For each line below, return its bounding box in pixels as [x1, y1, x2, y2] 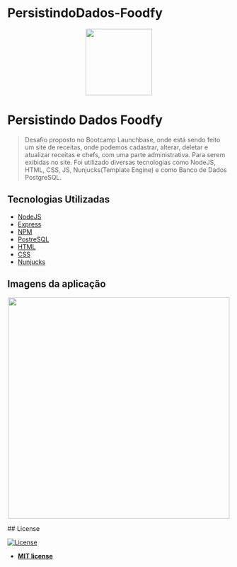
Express [17, 219, 42, 228]
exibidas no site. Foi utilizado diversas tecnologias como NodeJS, [24, 158, 216, 166]
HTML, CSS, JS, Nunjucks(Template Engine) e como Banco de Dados [24, 165, 228, 174]
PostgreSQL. [24, 173, 62, 181]
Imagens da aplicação [7, 278, 106, 290]
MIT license [17, 551, 53, 560]
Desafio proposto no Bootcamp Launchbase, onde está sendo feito [24, 135, 221, 144]
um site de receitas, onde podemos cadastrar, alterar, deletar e [24, 143, 209, 151]
